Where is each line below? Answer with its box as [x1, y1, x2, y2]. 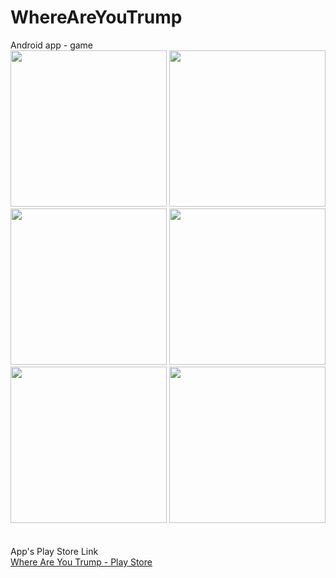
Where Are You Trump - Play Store [10, 556, 153, 568]
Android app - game [10, 39, 94, 51]
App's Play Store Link [10, 545, 99, 557]
